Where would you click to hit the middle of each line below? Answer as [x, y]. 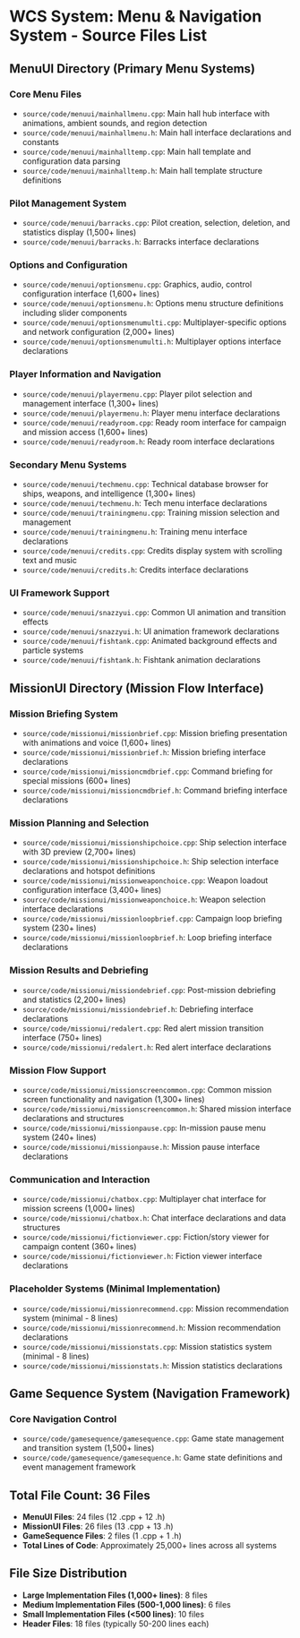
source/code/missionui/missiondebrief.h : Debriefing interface [137, 1008]
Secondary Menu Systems [68, 465]
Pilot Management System [68, 203]
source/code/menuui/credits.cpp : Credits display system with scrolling [152, 551]
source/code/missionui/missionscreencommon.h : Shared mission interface [157, 1109]
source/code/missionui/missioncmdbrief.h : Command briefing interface [155, 791]
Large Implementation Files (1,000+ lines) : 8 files [115, 1595]
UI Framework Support [60, 593]
